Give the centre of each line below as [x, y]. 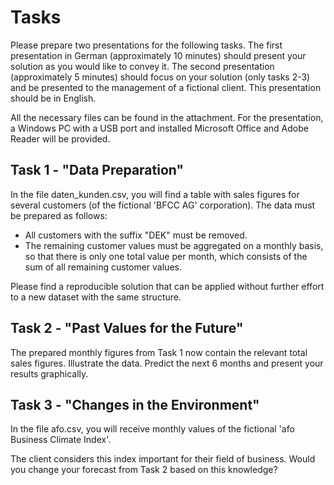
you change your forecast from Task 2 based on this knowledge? [144, 470]
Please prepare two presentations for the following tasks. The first [146, 45]
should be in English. [53, 98]
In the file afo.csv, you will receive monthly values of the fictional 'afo [152, 429]
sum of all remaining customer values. [103, 267]
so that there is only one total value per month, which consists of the [166, 256]
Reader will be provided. [60, 138]
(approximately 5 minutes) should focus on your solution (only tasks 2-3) [160, 77]
